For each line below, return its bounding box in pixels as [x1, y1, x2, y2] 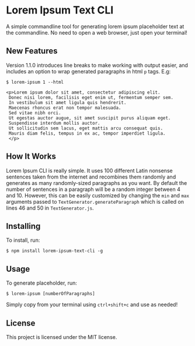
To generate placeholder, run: [6, 279, 78, 287]
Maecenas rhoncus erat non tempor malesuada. [8, 105, 121, 111]
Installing [6, 221, 41, 231]
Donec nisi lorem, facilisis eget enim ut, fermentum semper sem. [8, 94, 174, 100]
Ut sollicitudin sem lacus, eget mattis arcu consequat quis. [8, 125, 163, 131]
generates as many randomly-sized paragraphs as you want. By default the [6, 179, 187, 186]
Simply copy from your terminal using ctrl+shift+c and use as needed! [6, 301, 178, 308]
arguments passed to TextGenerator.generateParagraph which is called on [6, 198, 184, 205]
